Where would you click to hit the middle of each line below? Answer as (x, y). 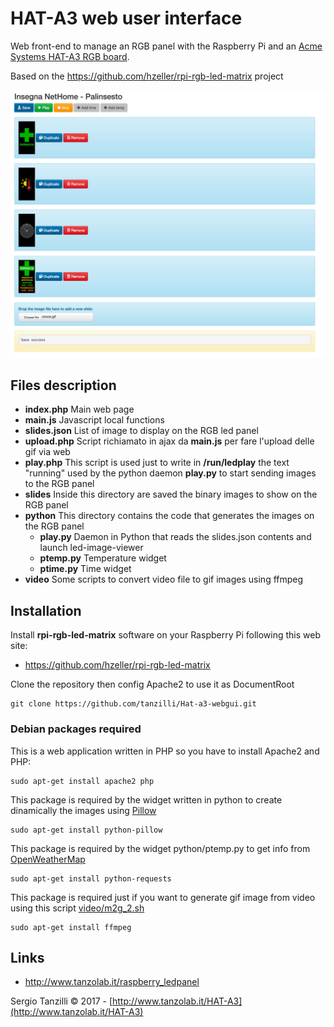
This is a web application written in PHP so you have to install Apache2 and (165, 751)
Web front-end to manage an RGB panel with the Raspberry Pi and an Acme (166, 46)
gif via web (47, 452)
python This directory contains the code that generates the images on (169, 516)
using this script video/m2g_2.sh (77, 908)
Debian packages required (76, 729)
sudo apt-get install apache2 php (82, 781)
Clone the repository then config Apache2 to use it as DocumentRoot (152, 684)
